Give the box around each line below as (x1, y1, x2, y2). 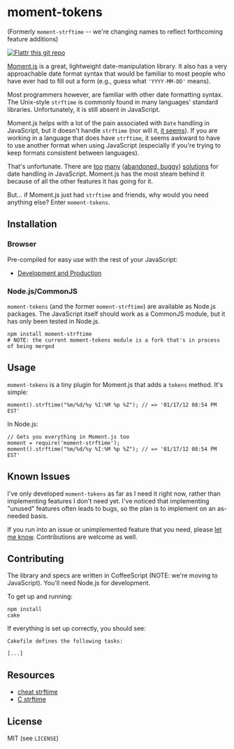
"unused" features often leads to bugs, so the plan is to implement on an (7, 504, 217, 512)
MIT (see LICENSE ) (7, 734, 59, 742)
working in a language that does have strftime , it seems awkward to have (7, 134, 221, 142)
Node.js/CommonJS (7, 286, 78, 296)
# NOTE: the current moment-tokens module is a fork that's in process (7, 337, 220, 344)
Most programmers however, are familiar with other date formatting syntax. (7, 90, 224, 99)
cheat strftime (17, 687, 58, 696)
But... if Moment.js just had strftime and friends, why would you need (7, 190, 209, 199)
